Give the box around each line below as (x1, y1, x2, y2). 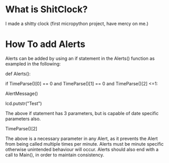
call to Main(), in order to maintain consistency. (5, 152, 104, 158)
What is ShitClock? (5, 4, 88, 15)
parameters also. (5, 115, 41, 122)
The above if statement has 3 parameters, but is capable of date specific (5, 110, 159, 116)
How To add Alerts (5, 38, 86, 50)
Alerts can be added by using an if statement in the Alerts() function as (5, 55, 155, 61)
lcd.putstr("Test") (5, 100, 42, 106)
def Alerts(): (5, 71, 31, 77)
